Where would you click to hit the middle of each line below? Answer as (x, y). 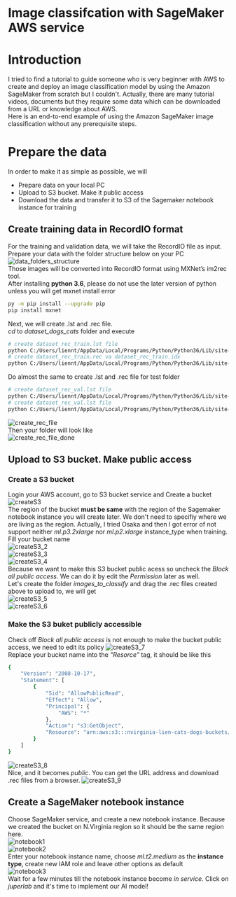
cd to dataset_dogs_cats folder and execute (71, 331)
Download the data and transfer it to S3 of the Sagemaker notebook (116, 200)
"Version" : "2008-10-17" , (58, 674)
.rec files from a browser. (44, 780)
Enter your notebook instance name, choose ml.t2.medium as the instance (116, 856)
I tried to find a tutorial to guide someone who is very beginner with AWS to (116, 79)
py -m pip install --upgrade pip (57, 304)
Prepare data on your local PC (61, 185)
